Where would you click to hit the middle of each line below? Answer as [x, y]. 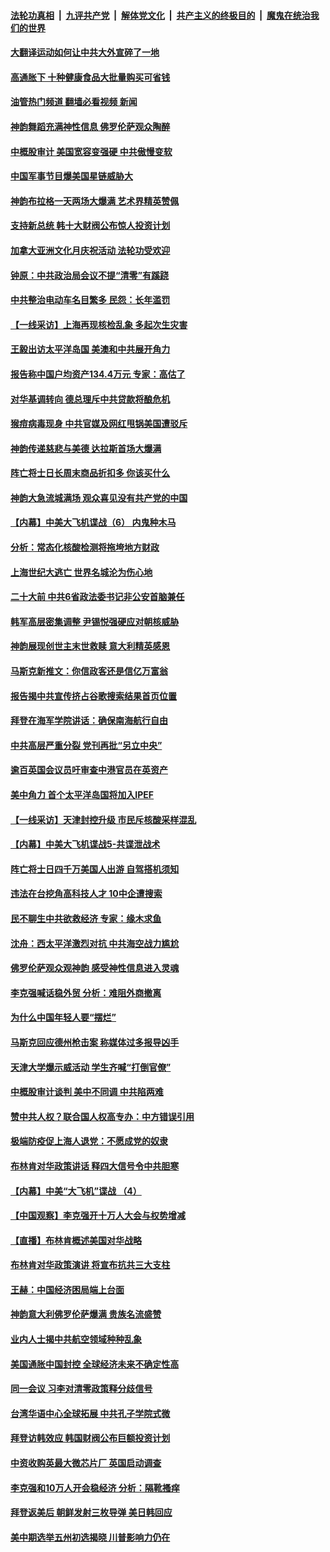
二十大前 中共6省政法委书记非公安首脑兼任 [97, 597]
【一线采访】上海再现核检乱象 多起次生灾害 [99, 324]
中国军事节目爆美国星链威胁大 [71, 176]
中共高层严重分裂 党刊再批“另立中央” [86, 745]
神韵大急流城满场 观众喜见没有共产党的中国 [99, 497]
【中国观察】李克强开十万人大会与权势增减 [98, 1216]
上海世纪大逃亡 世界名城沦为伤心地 [81, 572]
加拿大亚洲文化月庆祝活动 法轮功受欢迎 [90, 250]
